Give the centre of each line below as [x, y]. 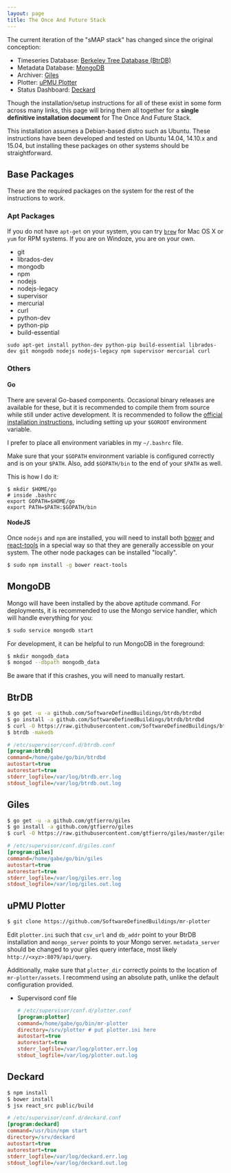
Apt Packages [31, 216]
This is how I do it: [33, 477]
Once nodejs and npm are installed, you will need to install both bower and [111, 537]
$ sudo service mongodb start [51, 630]
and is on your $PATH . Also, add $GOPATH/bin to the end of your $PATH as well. [115, 463]
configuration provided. [41, 984]
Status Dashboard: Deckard [56, 90]
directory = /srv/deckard [41, 1137]
